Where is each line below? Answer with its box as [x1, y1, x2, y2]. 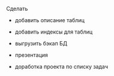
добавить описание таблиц [14, 17, 85, 23]
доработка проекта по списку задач [14, 63, 109, 70]
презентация [14, 51, 48, 59]
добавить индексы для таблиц [14, 28, 93, 35]
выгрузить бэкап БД [14, 40, 68, 47]
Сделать [6, 5, 28, 12]
